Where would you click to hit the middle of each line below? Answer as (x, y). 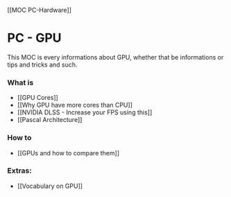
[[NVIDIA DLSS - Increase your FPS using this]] (85, 112)
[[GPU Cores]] (38, 98)
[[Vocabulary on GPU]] (50, 186)
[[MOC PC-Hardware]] (39, 10)
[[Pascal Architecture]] (50, 120)
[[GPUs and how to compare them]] (68, 153)
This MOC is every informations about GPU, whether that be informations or (115, 57)
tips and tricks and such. (42, 65)
